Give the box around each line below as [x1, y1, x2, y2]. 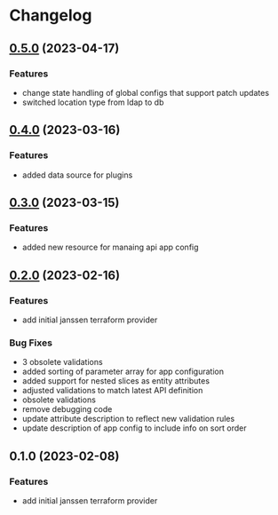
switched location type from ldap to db [21, 97, 164, 107]
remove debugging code [21, 404, 113, 415]
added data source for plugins [21, 170, 133, 180]
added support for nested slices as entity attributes [21, 376, 210, 386]
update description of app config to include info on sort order [21, 423, 247, 433]
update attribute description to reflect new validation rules [21, 414, 235, 424]
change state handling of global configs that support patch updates [21, 87, 269, 98]
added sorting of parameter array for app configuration [21, 366, 225, 377]
